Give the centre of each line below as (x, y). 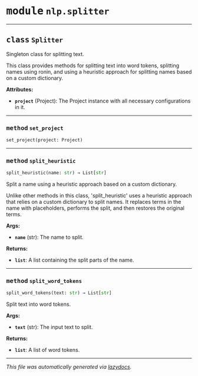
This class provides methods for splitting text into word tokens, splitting (93, 65)
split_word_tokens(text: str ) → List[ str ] (59, 293)
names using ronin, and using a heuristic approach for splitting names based (99, 71)
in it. (20, 107)
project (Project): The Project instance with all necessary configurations (103, 101)
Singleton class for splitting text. (45, 54)
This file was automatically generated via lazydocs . (69, 367)
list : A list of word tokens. (47, 350)
